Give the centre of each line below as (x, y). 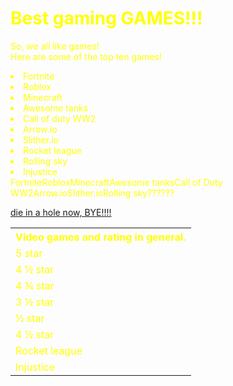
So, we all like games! (55, 46)
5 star (29, 253)
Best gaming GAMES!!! (106, 18)
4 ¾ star (35, 285)
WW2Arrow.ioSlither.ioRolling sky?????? (92, 193)
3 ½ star (35, 302)
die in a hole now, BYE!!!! (61, 212)
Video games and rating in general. (101, 237)
